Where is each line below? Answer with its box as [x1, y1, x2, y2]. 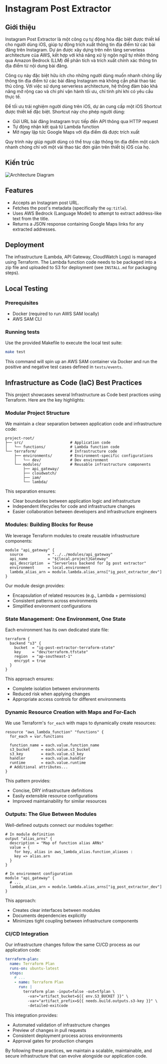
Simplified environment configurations [12, 603, 91, 609]
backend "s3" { [9, 641, 41, 646]
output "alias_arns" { [5, 836, 52, 841]
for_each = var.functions [9, 734, 64, 739]
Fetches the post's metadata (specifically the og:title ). [12, 205, 127, 211]
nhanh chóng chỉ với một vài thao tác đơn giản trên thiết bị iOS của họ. [5, 144, 150, 150]
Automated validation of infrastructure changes [12, 1021, 110, 1028]
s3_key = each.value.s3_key [9, 751, 84, 757]
